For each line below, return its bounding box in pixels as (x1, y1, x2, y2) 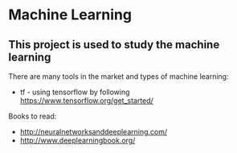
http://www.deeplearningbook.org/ (19, 135, 136, 145)
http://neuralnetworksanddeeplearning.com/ (19, 127, 168, 136)
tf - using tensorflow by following (19, 87, 130, 97)
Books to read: (8, 111, 57, 121)
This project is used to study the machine (8, 38, 220, 52)
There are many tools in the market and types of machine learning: (8, 72, 229, 81)
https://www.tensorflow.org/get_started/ (19, 96, 154, 105)
